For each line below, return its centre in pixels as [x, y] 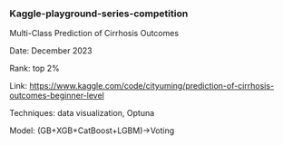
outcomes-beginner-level [57, 96]
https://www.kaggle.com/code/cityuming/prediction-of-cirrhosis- [152, 86]
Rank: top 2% [35, 68]
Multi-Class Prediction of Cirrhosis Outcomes [94, 34]
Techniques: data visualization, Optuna [82, 113]
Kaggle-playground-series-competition [99, 14]
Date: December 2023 [51, 51]
